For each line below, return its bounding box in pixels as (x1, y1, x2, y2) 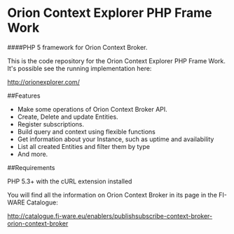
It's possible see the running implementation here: (7, 64, 152, 72)
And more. (17, 150, 48, 158)
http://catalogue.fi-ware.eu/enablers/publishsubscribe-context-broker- (7, 212, 212, 220)
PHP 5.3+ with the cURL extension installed (7, 177, 132, 186)
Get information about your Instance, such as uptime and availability (17, 135, 214, 143)
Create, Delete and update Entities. (17, 112, 118, 121)
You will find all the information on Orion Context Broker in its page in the (7, 190, 217, 199)
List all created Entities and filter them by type (17, 142, 151, 150)
